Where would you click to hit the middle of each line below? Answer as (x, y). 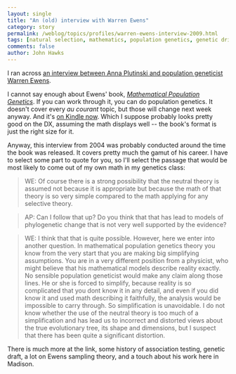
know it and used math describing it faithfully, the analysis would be (123, 298)
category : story (31, 27)
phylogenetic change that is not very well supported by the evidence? (125, 224)
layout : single (29, 14)
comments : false (31, 46)
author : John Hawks (36, 53)
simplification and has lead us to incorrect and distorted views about (124, 320)
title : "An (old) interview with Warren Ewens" (78, 20)
